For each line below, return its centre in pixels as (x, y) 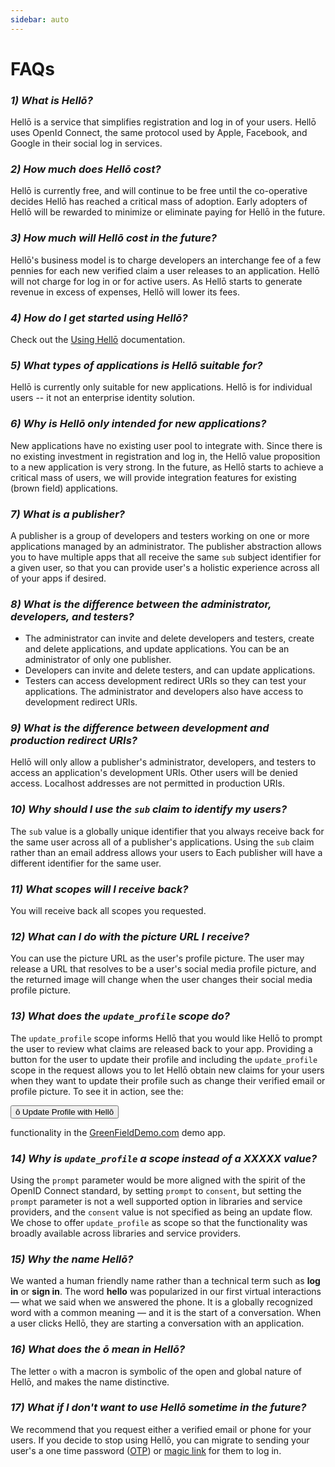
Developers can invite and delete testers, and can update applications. (170, 670)
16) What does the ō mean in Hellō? (98, 1349)
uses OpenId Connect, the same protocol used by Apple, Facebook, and (159, 133)
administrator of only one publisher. (98, 660)
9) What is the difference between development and (140, 728)
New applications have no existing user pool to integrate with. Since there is (166, 445)
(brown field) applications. (64, 488)
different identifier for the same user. (86, 863)
